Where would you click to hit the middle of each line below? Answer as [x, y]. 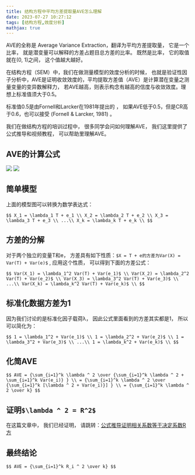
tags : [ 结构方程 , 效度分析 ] [35, 22]
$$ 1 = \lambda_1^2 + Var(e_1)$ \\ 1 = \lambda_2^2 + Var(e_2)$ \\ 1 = [95, 337]
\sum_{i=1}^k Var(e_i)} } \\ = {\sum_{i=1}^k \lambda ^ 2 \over [86, 380]
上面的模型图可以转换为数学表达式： [50, 204]
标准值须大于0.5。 [38, 94]
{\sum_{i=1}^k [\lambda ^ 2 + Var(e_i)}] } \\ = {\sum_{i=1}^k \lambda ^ [98, 385]
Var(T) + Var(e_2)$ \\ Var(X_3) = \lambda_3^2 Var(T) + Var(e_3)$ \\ [93, 279]
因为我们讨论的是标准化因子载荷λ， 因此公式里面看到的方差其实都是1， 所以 [97, 318]
